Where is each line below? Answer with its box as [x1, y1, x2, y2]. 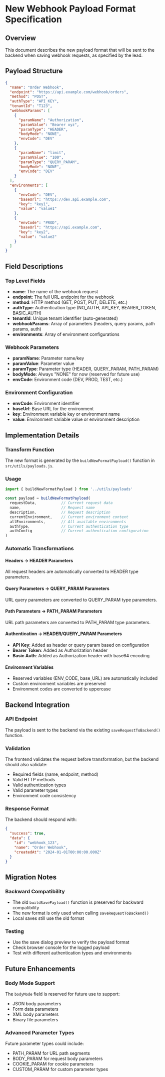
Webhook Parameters [5, 343, 59, 350]
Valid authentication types [12, 782, 66, 788]
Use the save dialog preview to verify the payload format [12, 939, 129, 945]
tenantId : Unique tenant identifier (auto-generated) [12, 315, 118, 321]
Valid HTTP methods [12, 777, 55, 783]
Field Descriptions [5, 262, 63, 271]
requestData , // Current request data [9, 501, 113, 506]
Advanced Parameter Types [5, 1029, 74, 1036]
